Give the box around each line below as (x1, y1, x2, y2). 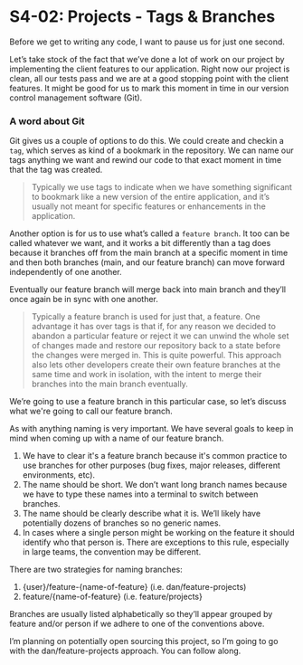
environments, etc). (22, 470, 96, 480)
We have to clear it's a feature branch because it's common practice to (22, 451, 288, 461)
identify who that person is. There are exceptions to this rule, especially (22, 537, 289, 548)
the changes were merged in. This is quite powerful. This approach (31, 350, 282, 361)
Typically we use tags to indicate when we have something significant (31, 182, 292, 193)
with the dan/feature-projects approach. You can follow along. (9, 645, 241, 657)
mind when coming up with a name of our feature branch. (9, 432, 224, 444)
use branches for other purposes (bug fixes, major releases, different (22, 460, 280, 471)
